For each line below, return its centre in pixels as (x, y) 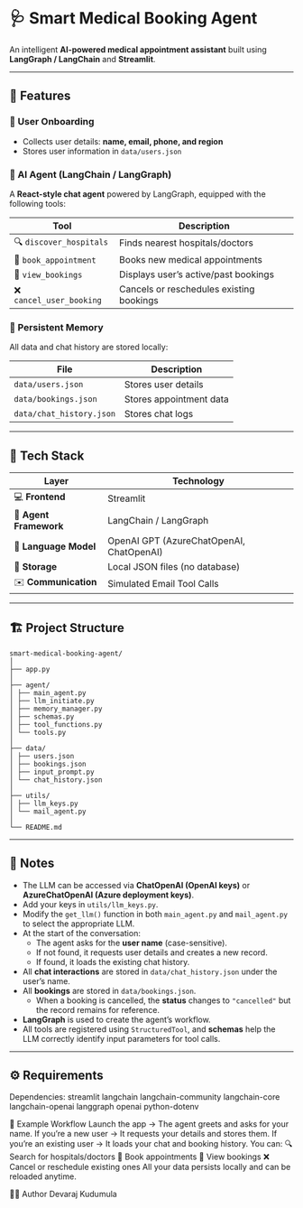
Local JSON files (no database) (174, 567)
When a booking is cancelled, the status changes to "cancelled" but (163, 1000)
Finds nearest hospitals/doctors (186, 243)
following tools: (37, 203)
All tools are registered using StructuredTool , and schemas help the (149, 1029)
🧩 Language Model (55, 546)
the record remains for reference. (98, 1009)
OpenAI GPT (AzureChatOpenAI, (177, 541)
